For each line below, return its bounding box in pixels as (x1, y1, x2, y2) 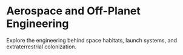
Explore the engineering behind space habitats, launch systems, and (6, 36, 178, 44)
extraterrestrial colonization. (6, 43, 77, 50)
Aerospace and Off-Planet (6, 4, 141, 18)
